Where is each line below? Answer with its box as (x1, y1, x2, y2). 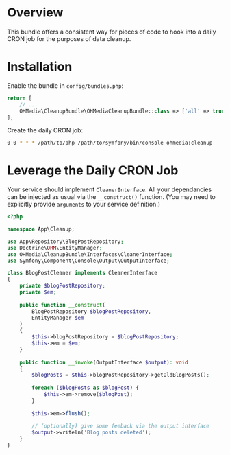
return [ (7, 95, 32, 102)
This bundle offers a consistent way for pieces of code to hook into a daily (7, 27, 217, 36)
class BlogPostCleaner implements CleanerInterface (7, 270, 157, 277)
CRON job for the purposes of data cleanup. (7, 34, 131, 43)
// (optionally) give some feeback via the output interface (31, 423, 210, 430)
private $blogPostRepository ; (19, 283, 106, 290)
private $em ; (19, 289, 57, 296)
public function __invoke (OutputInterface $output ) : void (19, 359, 188, 366)
